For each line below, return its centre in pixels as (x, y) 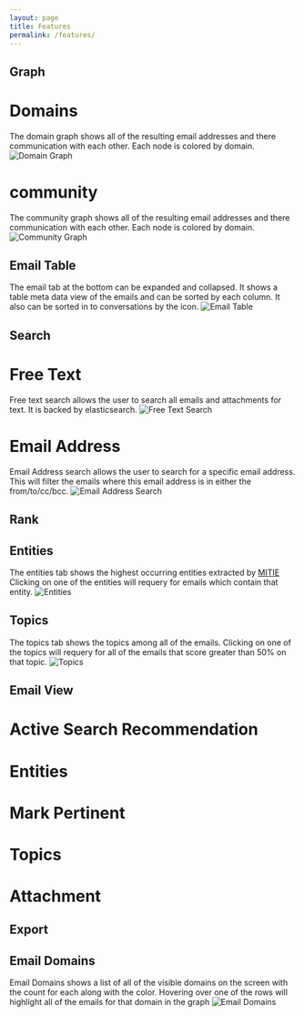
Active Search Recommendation (134, 729)
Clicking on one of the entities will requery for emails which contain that (144, 582)
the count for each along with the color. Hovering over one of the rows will (149, 992)
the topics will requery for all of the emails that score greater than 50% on (148, 652)
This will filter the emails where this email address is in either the (131, 481)
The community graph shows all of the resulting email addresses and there (150, 217)
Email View (41, 690)
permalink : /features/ (52, 35)
